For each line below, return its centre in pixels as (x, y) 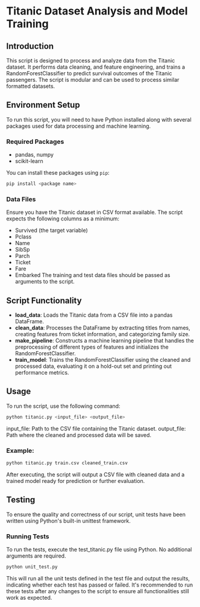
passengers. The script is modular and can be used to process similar (93, 80)
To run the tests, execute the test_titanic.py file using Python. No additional (99, 550)
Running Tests (28, 536)
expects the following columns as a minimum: (63, 219)
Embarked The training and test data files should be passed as (92, 275)
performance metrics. (42, 373)
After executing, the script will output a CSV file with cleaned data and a (95, 475)
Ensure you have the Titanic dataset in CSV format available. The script (95, 213)
